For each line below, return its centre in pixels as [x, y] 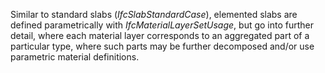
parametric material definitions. [75, 57]
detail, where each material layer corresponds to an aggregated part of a [160, 35]
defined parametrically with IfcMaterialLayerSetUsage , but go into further [162, 25]
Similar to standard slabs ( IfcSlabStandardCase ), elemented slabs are [154, 14]
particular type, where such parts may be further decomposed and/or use [162, 46]
